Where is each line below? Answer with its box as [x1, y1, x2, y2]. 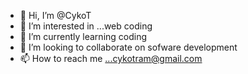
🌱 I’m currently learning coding [19, 31, 148, 42]
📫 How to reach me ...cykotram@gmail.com [19, 53, 203, 64]
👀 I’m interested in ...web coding [19, 20, 153, 32]
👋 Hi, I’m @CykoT [19, 10, 92, 21]
